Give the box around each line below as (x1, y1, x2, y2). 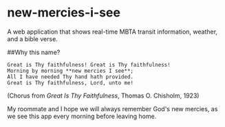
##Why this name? (7, 48, 61, 56)
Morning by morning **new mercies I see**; (7, 67, 134, 74)
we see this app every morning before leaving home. (7, 112, 157, 120)
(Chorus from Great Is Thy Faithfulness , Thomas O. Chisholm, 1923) (7, 91, 200, 100)
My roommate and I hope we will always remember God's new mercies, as (7, 104, 218, 113)
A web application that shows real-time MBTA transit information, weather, (7, 27, 218, 36)
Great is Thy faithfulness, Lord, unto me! (7, 79, 134, 86)
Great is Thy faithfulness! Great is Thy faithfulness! (7, 61, 171, 68)
